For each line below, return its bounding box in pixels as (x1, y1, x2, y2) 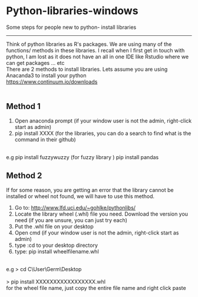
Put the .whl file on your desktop (14, 223, 94, 230)
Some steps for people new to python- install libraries (6, 24, 137, 31)
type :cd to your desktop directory (14, 242, 98, 249)
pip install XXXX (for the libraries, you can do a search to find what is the (14, 130, 192, 137)
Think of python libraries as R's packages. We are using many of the (6, 40, 172, 48)
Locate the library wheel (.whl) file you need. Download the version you (14, 210, 189, 217)
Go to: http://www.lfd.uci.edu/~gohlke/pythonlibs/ (14, 204, 136, 211)
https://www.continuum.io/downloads (6, 78, 98, 85)
